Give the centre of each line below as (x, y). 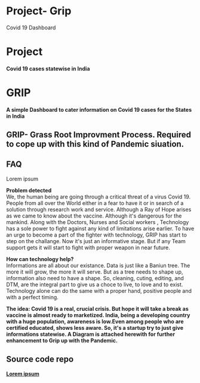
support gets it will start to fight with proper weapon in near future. (88, 247)
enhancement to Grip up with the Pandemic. (62, 340)
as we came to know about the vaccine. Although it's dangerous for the (94, 216)
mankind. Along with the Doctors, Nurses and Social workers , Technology (98, 222)
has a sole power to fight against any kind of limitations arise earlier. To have (100, 228)
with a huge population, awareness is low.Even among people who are (95, 321)
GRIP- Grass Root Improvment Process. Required (99, 135)
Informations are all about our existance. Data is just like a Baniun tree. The (98, 265)
